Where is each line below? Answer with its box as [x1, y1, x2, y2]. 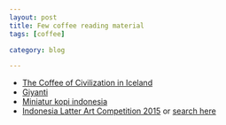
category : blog [9, 45, 66, 54]
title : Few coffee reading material [9, 21, 144, 30]
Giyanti [21, 87, 49, 98]
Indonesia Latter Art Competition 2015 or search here [21, 105, 217, 116]
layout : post [9, 12, 58, 22]
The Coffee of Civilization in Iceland [21, 77, 153, 89]
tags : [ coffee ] [9, 29, 66, 38]
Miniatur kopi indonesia [21, 97, 108, 107]
